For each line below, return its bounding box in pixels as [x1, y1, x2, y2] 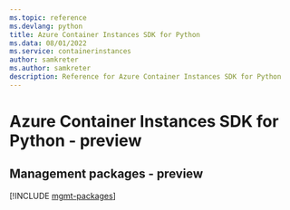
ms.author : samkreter [9, 64, 92, 73]
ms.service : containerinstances [9, 47, 131, 56]
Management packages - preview [9, 167, 204, 182]
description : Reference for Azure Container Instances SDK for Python [9, 72, 282, 81]
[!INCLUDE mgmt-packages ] [9, 190, 116, 201]
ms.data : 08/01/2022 [9, 38, 88, 48]
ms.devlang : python [9, 22, 83, 31]
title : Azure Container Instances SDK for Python [9, 30, 201, 39]
